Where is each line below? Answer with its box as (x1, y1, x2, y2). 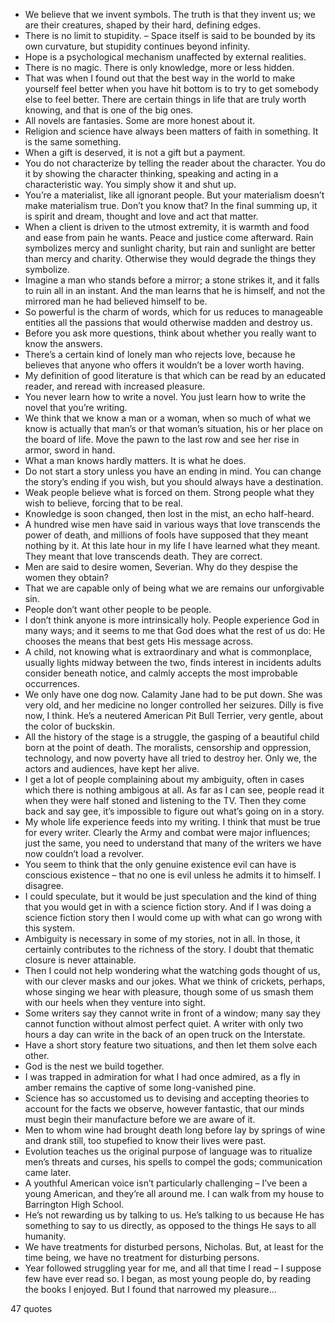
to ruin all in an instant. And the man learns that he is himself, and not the (24, 285, 326, 296)
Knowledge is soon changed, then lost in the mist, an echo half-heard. (24, 508, 315, 519)
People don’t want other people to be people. (24, 604, 212, 615)
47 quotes (10, 1303, 53, 1314)
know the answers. (24, 338, 103, 349)
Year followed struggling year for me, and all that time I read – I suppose (24, 1262, 322, 1274)
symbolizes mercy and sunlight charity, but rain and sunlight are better (24, 242, 316, 254)
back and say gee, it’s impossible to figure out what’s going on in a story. (24, 805, 325, 817)
